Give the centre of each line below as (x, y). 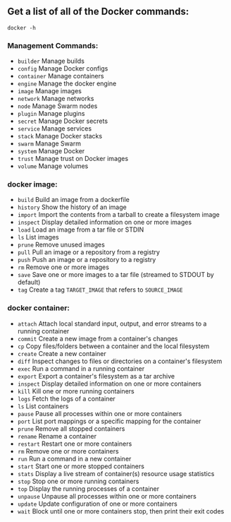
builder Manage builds (51, 61)
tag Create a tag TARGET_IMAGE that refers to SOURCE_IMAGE (100, 290)
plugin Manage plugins (51, 114)
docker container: (39, 308)
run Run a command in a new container (74, 458)
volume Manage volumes (53, 166)
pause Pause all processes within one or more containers (100, 413)
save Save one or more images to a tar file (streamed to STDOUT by (116, 275)
